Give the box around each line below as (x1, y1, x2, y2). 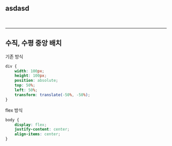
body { (5, 117, 19, 122)
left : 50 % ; (14, 87, 38, 93)
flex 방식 (5, 107, 23, 113)
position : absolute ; (14, 78, 58, 83)
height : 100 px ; (14, 73, 47, 79)
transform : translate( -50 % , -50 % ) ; (14, 92, 91, 97)
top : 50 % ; (14, 83, 36, 88)
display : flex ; (14, 122, 47, 127)
